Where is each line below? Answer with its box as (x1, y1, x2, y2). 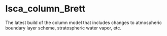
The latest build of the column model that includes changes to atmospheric (5, 19, 162, 25)
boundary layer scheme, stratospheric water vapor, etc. (5, 24, 122, 30)
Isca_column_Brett (5, 3, 85, 14)
